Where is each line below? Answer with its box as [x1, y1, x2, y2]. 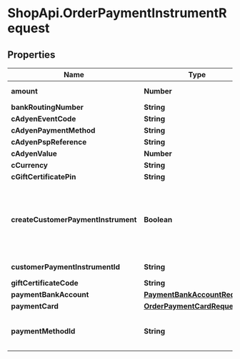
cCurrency [11, 161, 49, 170]
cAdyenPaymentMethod [11, 126, 96, 135]
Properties [7, 49, 56, 61]
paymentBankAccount [11, 290, 89, 299]
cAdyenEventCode [11, 114, 76, 123]
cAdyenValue [11, 148, 57, 158]
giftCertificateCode [11, 278, 79, 288]
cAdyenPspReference [11, 137, 87, 147]
